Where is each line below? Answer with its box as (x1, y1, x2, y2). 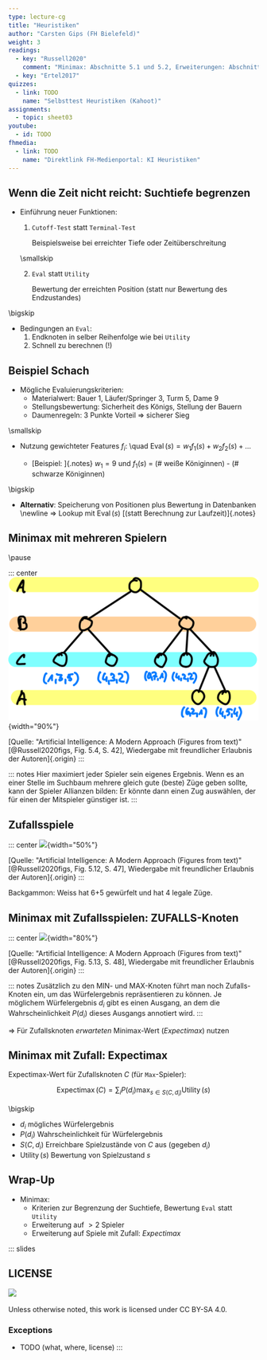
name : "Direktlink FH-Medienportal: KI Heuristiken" (22, 155, 201, 163)
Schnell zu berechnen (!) (31, 341, 113, 351)
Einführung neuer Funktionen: (19, 207, 118, 217)
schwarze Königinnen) (31, 468, 106, 478)
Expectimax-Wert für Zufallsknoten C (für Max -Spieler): (8, 1070, 187, 1080)
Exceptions (8, 1324, 53, 1335)
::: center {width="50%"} (8, 841, 98, 850)
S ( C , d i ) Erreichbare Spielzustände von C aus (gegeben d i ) (19, 1140, 211, 1151)
